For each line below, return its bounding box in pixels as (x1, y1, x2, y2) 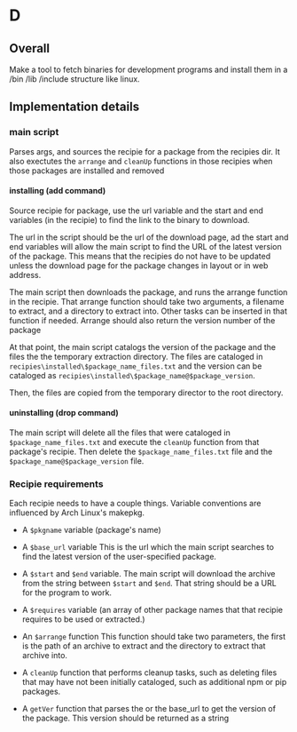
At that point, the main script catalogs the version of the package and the (9, 341, 277, 352)
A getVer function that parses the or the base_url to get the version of (21, 704, 277, 714)
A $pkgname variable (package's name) (21, 525, 161, 536)
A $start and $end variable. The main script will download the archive (21, 569, 276, 579)
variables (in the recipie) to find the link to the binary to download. (9, 214, 250, 225)
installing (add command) (9, 186, 106, 196)
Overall (9, 41, 51, 56)
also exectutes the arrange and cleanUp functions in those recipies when (9, 155, 273, 166)
